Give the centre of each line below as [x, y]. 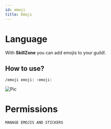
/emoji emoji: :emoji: [29, 80]
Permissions [32, 109]
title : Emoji [19, 14]
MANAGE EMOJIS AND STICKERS [34, 123]
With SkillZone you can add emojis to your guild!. [56, 53]
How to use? [25, 68]
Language [26, 39]
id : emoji [15, 10]
